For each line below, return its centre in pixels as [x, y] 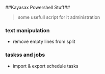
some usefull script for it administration [59, 17]
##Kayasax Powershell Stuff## [38, 7]
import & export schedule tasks [45, 66]
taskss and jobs [25, 55]
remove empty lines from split [44, 42]
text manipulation [28, 30]
